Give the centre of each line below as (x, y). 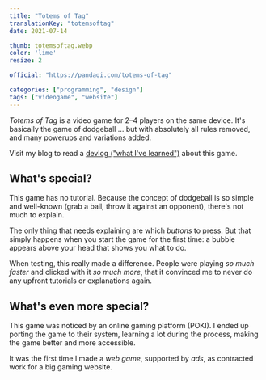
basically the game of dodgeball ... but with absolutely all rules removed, (130, 129)
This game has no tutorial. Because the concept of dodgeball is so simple (131, 198)
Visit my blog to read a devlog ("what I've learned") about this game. (123, 153)
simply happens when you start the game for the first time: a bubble (122, 239)
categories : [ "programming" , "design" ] (76, 90)
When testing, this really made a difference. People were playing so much (132, 264)
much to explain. (37, 215)
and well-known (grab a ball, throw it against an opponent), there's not (127, 206)
